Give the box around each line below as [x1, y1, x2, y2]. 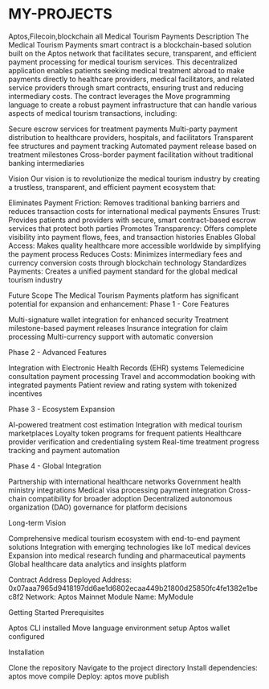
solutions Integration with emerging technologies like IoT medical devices [8, 542, 251, 551]
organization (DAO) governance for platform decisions [8, 502, 188, 512]
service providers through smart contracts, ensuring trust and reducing [8, 82, 244, 93]
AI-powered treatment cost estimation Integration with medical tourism [8, 419, 243, 429]
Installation [8, 647, 45, 657]
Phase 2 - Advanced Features [8, 347, 107, 357]
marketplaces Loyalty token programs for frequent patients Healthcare [8, 428, 243, 438]
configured [8, 631, 45, 641]
